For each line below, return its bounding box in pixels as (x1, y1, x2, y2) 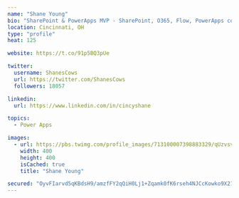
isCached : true (20, 161, 65, 168)
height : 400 (20, 154, 55, 161)
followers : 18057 (14, 83, 65, 90)
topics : (7, 115, 31, 122)
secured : (7, 180, 33, 187)
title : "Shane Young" (20, 167, 84, 174)
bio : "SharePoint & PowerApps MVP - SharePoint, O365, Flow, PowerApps (7, 17, 224, 24)
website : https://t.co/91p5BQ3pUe (7, 50, 110, 57)
